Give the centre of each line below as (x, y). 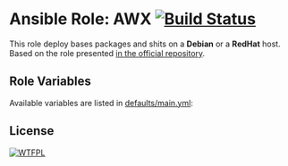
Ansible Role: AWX (80, 19)
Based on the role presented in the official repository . (107, 53)
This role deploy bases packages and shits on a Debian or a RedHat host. (145, 44)
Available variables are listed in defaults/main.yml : (102, 103)
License (32, 131)
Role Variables (50, 82)
